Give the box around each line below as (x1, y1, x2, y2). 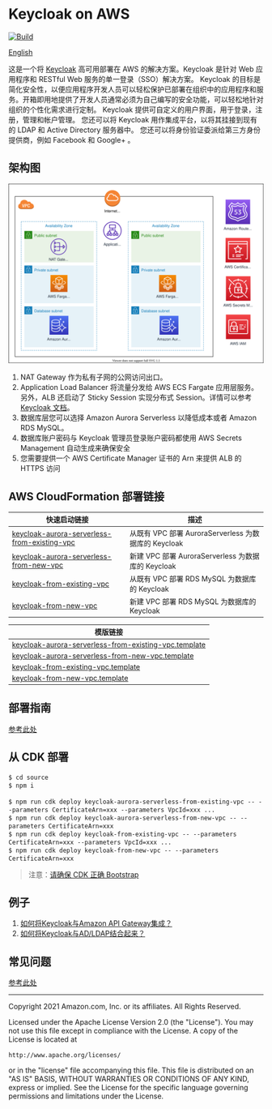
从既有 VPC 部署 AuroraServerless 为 (129, 528, 253, 537)
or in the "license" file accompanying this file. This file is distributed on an (8, 1065, 254, 1075)
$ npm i (8, 781, 35, 790)
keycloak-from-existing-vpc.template (11, 662, 141, 672)
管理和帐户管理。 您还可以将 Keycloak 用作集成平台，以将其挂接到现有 (22, 114, 257, 124)
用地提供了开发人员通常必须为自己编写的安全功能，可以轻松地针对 (43, 94, 264, 104)
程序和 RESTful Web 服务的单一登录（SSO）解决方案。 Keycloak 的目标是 (15, 74, 261, 83)
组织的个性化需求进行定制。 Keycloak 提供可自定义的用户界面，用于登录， (8, 105, 256, 114)
